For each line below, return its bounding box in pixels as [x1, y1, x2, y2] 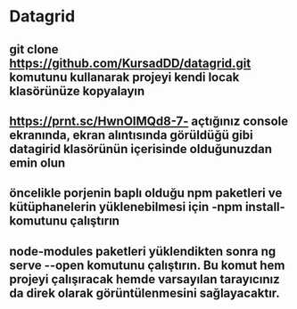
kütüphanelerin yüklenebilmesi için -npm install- [9, 199, 285, 215]
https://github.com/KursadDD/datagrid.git [9, 55, 252, 70]
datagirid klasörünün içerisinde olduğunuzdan [9, 141, 273, 157]
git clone [9, 42, 60, 57]
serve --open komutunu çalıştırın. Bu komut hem [9, 257, 285, 272]
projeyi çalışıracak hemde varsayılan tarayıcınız [9, 272, 280, 287]
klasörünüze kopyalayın [9, 83, 145, 99]
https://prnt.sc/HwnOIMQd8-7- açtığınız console [9, 113, 289, 128]
